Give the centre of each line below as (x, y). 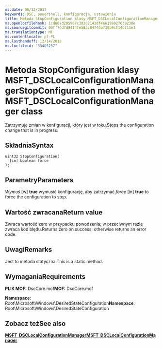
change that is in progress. (32, 130)
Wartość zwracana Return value (54, 212)
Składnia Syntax (29, 145)
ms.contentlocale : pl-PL (30, 37)
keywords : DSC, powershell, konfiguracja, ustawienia (61, 14)
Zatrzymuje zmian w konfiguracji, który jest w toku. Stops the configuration (80, 125)
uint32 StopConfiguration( (32, 156)
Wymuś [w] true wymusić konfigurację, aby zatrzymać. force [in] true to (77, 192)
